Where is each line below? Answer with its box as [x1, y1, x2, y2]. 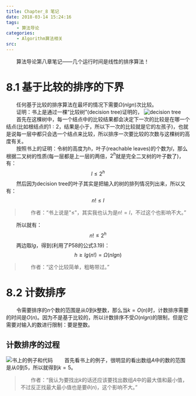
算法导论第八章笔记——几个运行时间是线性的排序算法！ [16, 58, 149, 65]
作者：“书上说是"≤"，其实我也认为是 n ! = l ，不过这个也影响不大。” [30, 209, 187, 216]
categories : [6, 30, 35, 36]
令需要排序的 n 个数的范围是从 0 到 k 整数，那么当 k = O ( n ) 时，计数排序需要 [16, 307, 189, 314]
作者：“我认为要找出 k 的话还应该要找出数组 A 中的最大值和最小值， [30, 376, 188, 383]
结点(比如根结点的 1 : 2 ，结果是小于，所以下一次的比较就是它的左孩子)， [6, 123, 178, 130]
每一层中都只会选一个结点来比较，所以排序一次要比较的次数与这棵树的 [16, 130, 185, 137]
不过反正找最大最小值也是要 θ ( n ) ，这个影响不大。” [20, 384, 138, 391]
